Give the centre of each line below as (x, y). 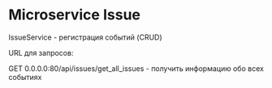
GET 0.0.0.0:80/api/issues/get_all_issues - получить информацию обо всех (136, 68)
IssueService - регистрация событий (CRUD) (85, 37)
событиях (25, 77)
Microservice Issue (74, 15)
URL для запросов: (41, 52)
